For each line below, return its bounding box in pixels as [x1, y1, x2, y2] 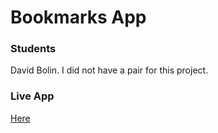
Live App [10, 89, 55, 103]
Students [10, 42, 57, 56]
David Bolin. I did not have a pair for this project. [10, 64, 209, 76]
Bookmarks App [10, 6, 147, 29]
